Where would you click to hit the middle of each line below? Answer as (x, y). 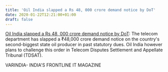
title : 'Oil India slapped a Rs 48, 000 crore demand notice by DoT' (81, 10)
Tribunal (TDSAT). (24, 55)
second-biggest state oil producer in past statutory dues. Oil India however (84, 45)
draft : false (19, 19)
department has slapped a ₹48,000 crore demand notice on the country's (82, 39)
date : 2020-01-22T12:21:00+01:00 (41, 15)
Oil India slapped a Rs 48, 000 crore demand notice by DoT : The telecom (81, 34)
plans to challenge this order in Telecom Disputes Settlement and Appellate (84, 50)
